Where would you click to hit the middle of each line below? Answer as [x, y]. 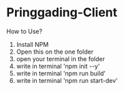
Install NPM [32, 44]
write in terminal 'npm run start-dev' [67, 80]
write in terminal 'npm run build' [61, 73]
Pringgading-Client [62, 13]
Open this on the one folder [55, 52]
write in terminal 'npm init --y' [58, 66]
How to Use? [24, 31]
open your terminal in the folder [60, 58]
